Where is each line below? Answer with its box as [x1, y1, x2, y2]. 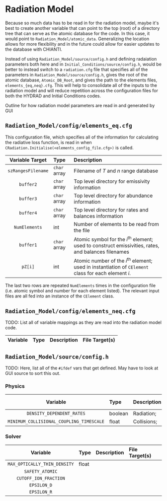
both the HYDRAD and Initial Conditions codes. [5, 93, 101, 99]
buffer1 [19, 242, 37, 248]
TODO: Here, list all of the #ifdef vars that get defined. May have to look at [5, 365, 159, 371]
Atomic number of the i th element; [74, 257, 153, 264]
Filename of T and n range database [74, 167, 158, 174]
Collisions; [133, 418, 158, 425]
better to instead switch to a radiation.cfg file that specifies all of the [5, 66, 148, 72]
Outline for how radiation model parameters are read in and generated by [5, 102, 155, 108]
